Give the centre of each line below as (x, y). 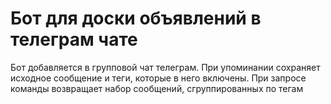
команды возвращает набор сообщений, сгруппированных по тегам (157, 88)
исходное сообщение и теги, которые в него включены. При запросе (158, 78)
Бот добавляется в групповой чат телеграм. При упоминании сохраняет (165, 67)
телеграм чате (74, 39)
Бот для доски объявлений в (136, 18)
